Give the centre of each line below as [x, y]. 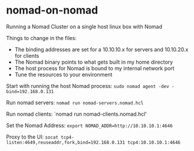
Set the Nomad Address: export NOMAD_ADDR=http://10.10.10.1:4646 [89, 125]
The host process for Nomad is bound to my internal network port [95, 68]
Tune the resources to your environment [63, 74]
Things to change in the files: [41, 38]
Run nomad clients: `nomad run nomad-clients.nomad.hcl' [77, 114]
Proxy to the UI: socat [32, 137]
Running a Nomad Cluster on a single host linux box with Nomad [84, 27]
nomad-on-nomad [52, 10]
